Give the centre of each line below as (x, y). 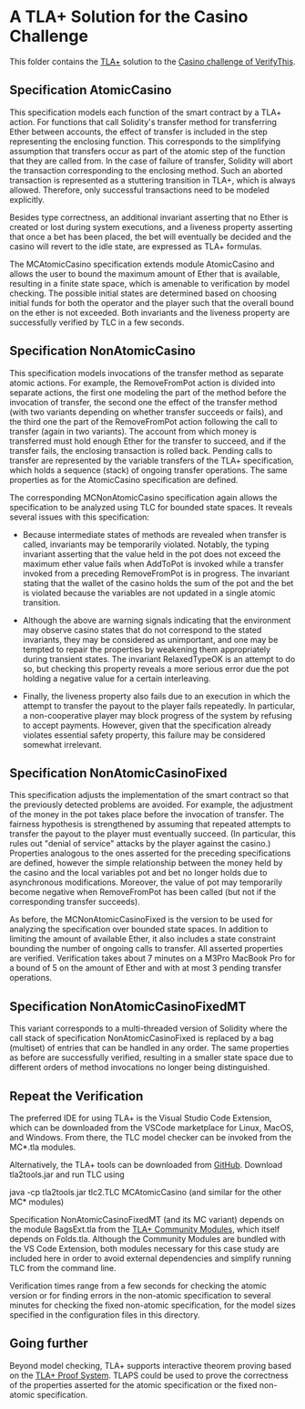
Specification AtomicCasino (91, 90)
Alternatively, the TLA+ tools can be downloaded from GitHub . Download (146, 1165)
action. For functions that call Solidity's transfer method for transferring (143, 121)
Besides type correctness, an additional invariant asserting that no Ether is (149, 217)
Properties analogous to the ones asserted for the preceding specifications (150, 853)
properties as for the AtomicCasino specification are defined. (124, 479)
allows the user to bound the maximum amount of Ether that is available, (145, 273)
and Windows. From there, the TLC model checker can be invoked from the (151, 1137)
